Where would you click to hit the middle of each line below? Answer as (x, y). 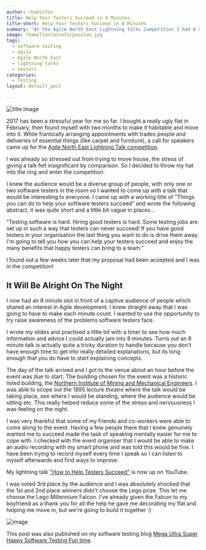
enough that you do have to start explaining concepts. (74, 358)
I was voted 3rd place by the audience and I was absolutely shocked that (98, 484)
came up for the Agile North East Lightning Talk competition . (83, 147)
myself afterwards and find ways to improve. (63, 460)
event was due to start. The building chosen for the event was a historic (97, 376)
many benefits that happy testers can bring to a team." (75, 248)
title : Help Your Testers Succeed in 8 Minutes (68, 18)
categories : (21, 75)
